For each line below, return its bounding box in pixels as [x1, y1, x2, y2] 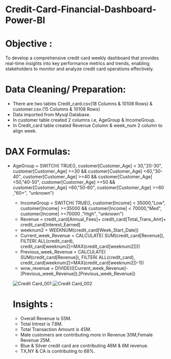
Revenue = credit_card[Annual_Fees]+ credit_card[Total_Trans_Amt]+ [20, 216, 167, 222]
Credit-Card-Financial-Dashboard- [5, 4, 157, 15]
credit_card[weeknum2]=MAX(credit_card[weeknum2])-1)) [20, 260, 144, 266]
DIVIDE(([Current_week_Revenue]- [55, 265, 129, 271]
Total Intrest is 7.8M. [20, 321, 63, 327]
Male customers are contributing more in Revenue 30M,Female [20, 331, 153, 337]
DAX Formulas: [5, 146, 70, 157]
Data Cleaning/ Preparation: [5, 83, 126, 95]
